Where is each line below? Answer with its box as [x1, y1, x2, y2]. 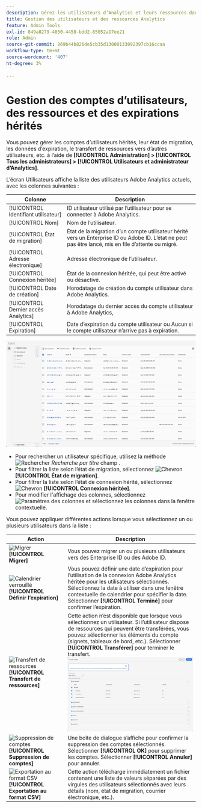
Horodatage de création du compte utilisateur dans [67, 284, 193, 292]
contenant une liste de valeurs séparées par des [67, 774, 187, 782]
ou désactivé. [67, 277, 100, 284]
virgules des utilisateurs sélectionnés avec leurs [67, 780, 186, 788]
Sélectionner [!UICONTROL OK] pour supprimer [67, 747, 187, 754]
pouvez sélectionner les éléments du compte [67, 631, 179, 638]
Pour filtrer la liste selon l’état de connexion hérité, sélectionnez [14, 479, 173, 486]
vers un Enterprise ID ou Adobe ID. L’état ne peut [67, 234, 188, 241]
